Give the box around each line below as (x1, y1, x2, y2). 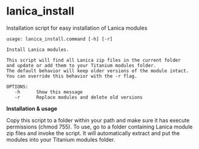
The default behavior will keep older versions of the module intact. (6, 68, 189, 74)
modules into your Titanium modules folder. (6, 136, 116, 143)
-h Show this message (14, 89, 83, 95)
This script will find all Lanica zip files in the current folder (6, 57, 181, 63)
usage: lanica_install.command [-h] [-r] (6, 36, 113, 42)
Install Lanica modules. (6, 47, 69, 53)
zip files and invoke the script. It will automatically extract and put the (6, 129, 180, 137)
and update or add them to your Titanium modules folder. (6, 62, 156, 68)
